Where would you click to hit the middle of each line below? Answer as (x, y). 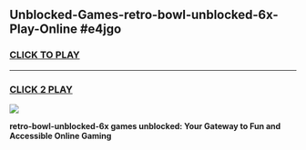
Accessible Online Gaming (61, 135)
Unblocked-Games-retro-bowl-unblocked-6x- (144, 15)
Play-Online (43, 30)
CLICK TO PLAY (45, 55)
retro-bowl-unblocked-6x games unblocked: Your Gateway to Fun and (145, 125)
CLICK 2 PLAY (41, 89)
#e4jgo (101, 30)
